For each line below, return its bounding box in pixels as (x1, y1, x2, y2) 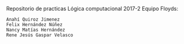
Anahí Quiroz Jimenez (6, 17, 60, 23)
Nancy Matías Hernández (6, 27, 66, 33)
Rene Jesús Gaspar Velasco (6, 32, 73, 38)
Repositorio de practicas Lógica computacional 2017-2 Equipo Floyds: (6, 5, 179, 12)
